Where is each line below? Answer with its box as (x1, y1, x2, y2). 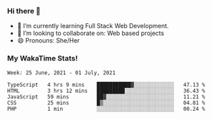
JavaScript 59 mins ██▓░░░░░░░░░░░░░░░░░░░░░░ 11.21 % (7, 93, 206, 100)
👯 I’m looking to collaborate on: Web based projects (17, 29, 164, 37)
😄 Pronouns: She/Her (17, 36, 80, 45)
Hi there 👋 (7, 6, 41, 16)
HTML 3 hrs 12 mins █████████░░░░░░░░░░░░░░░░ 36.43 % (7, 87, 206, 94)
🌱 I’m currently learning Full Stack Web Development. (17, 22, 169, 30)
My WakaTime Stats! (7, 54, 78, 63)
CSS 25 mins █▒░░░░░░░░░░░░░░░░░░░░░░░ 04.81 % (7, 99, 206, 106)
